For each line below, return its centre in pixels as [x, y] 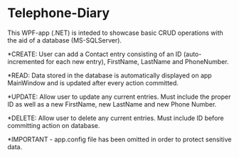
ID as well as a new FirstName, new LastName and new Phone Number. [112, 104]
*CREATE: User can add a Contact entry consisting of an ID [95, 54]
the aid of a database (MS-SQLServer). [65, 40]
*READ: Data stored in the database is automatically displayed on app [110, 75]
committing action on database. [54, 125]
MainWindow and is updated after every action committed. [93, 82]
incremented [26, 61]
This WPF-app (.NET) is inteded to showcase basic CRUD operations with [116, 33]
